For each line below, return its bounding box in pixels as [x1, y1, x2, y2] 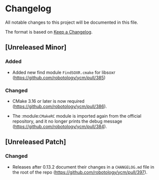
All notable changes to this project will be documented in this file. [5, 19, 139, 25]
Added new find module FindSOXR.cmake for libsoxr [12, 69, 115, 75]
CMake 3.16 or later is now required [12, 98, 85, 104]
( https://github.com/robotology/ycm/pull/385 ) [12, 75, 106, 81]
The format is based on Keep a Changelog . [5, 29, 93, 35]
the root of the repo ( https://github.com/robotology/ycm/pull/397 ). [12, 169, 148, 175]
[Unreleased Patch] [5, 138, 66, 146]
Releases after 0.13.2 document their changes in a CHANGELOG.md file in [12, 164, 155, 170]
